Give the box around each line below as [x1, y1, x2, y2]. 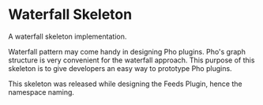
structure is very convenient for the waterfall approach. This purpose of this [8, 55, 255, 65]
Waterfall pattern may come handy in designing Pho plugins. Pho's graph [8, 47, 246, 56]
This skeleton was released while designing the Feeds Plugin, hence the [8, 79, 242, 88]
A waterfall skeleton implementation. [8, 32, 127, 41]
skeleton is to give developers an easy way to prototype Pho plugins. [8, 63, 232, 73]
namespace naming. [8, 87, 75, 96]
